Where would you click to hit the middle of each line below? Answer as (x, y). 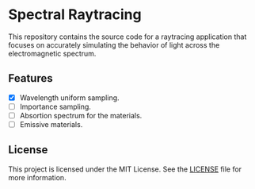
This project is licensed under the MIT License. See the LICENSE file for (125, 169)
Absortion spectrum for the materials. (81, 115)
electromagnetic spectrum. (52, 53)
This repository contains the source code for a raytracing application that (127, 37)
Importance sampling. (55, 106)
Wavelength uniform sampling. (70, 98)
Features (30, 78)
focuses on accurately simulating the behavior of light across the (114, 44)
